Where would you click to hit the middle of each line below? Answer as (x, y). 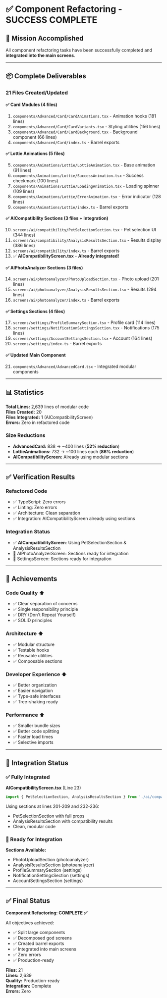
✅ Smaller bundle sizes (36, 726)
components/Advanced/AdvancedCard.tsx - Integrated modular (75, 366)
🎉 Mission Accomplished (45, 38)
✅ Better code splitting (36, 731)
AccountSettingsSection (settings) (48, 881)
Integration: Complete (28, 986)
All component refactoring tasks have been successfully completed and (79, 50)
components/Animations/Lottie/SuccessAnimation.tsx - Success (78, 175)
